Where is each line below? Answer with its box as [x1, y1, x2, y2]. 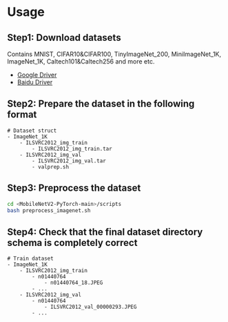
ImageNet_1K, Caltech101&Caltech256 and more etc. [7, 57, 155, 66]
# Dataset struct [7, 127, 57, 134]
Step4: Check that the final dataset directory [7, 226, 203, 238]
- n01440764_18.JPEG [43, 279, 103, 287]
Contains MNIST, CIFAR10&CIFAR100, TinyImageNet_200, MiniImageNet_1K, [7, 50, 222, 58]
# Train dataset [7, 255, 54, 263]
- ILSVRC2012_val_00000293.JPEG [43, 303, 137, 311]
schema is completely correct [7, 236, 138, 249]
